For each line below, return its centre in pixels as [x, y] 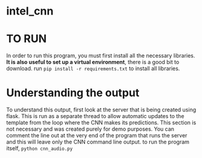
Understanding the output [73, 93]
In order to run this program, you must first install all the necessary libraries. [101, 56]
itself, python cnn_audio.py [40, 148]
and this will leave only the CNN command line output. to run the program [98, 142]
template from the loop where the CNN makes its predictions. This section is [101, 123]
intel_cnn [30, 11]
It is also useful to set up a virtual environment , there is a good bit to [93, 62]
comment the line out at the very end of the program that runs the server [97, 136]
